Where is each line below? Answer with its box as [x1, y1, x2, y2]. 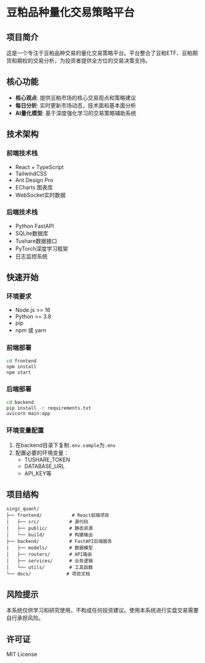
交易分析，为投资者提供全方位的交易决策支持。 [32, 57, 151, 64]
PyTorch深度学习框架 [15, 244, 68, 252]
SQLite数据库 [15, 229, 49, 237]
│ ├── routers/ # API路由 [6, 551, 93, 558]
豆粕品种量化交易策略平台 [6, 6, 135, 20]
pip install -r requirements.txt [6, 405, 92, 411]
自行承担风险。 [6, 614, 44, 622]
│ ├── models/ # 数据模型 [6, 545, 93, 551]
